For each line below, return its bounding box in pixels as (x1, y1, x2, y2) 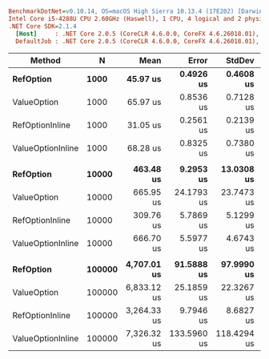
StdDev (225, 55, 255, 67)
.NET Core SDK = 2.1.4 (8, 22, 78, 30)
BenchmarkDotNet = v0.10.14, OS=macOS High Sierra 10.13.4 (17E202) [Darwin (8, 7, 263, 15)
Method (30, 55, 62, 67)
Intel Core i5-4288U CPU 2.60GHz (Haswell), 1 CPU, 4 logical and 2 (8, 14, 242, 22)
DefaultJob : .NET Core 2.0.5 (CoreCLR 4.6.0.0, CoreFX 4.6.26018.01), (15, 37, 260, 45)
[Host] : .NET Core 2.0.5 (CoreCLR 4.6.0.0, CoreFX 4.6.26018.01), (15, 30, 260, 38)
